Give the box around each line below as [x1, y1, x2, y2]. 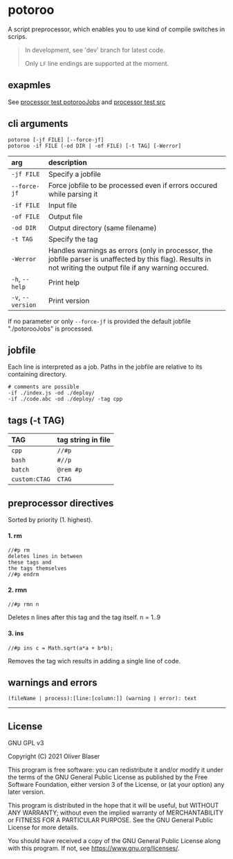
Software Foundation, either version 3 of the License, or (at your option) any [8, 781, 225, 789]
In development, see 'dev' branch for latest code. [24, 46, 165, 54]
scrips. [8, 32, 28, 40]
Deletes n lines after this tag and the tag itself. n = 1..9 [8, 613, 161, 622]
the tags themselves [8, 565, 68, 572]
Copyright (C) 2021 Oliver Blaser [8, 752, 100, 761]
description [48, 157, 87, 167]
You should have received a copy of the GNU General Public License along [8, 837, 221, 845]
